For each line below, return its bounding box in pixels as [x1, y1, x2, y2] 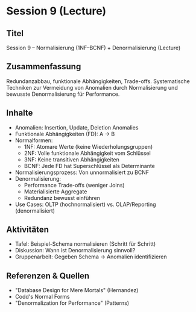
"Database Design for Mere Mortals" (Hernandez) [14, 287, 139, 294]
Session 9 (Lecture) [6, 4, 107, 18]
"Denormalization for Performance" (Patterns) [14, 299, 130, 307]
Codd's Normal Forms [14, 293, 71, 301]
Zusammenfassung [6, 61, 81, 72]
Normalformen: [14, 137, 53, 144]
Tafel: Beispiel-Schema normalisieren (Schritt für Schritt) [14, 240, 156, 248]
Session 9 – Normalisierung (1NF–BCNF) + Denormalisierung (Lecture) [6, 44, 181, 51]
